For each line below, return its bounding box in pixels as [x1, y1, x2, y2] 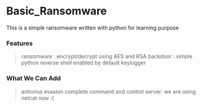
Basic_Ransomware [6, 4, 107, 18]
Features [6, 39, 33, 47]
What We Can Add [6, 74, 62, 82]
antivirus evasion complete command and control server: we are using [21, 88, 196, 95]
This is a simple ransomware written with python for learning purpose [6, 24, 179, 31]
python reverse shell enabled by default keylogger [21, 59, 147, 67]
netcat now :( [21, 94, 54, 102]
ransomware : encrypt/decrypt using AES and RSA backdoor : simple [21, 53, 193, 60]
